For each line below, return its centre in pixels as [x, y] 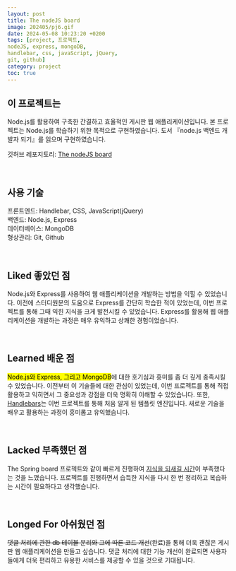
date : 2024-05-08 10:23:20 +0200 [56, 34]
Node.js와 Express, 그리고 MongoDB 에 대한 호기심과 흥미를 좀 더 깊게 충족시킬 [117, 377]
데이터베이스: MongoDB [41, 229]
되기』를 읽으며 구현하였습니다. [63, 139]
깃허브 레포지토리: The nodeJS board [60, 154]
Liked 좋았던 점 [39, 275]
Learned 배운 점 [41, 359]
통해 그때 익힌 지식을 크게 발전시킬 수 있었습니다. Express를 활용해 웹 [121, 311]
